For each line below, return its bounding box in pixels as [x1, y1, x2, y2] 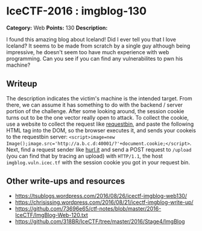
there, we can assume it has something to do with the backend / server [6, 101, 183, 108]
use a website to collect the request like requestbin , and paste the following [6, 120, 194, 128]
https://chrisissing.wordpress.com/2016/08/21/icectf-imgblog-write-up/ [14, 199, 194, 206]
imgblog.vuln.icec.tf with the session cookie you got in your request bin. [6, 158, 191, 166]
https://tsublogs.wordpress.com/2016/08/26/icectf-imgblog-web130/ [14, 192, 188, 199]
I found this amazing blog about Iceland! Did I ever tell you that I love [6, 35, 177, 43]
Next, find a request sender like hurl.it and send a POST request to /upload [6, 146, 192, 153]
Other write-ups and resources [6, 176, 125, 186]
